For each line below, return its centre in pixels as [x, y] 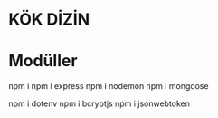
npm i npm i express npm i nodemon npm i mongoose [109, 86]
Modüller [43, 61]
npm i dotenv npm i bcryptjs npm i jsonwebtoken [100, 103]
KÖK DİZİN [49, 20]
